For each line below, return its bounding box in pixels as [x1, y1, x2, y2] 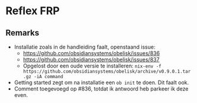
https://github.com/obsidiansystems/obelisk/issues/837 [23, 56, 160, 63]
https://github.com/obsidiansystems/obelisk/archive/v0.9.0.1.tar [23, 69, 191, 75]
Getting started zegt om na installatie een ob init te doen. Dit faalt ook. [14, 79, 189, 86]
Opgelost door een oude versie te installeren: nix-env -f [23, 62, 161, 69]
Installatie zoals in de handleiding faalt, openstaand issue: [14, 43, 155, 50]
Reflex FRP [5, 4, 60, 18]
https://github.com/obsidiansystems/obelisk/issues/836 [23, 50, 160, 57]
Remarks [5, 28, 40, 38]
